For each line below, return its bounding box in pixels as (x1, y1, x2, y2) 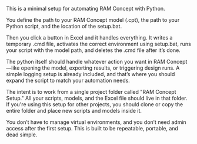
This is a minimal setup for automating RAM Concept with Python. (6, 5, 166, 12)
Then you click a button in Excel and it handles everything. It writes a (6, 34, 173, 41)
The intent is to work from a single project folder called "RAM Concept (6, 89, 176, 95)
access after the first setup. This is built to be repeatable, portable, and (6, 125, 178, 132)
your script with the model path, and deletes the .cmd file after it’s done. (6, 47, 181, 54)
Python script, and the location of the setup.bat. (6, 23, 122, 30)
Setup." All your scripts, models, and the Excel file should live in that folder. (6, 94, 188, 102)
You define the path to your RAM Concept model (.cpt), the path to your (6, 17, 180, 23)
